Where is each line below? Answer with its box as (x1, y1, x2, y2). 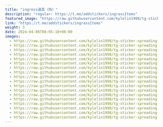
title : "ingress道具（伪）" (5, 7, 58, 12)
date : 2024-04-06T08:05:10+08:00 (5, 29, 73, 34)
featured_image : (5, 16, 38, 21)
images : (5, 34, 21, 39)
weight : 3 (5, 25, 25, 30)
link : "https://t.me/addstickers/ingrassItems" (5, 20, 103, 26)
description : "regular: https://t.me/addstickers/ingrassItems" (5, 12, 138, 16)
